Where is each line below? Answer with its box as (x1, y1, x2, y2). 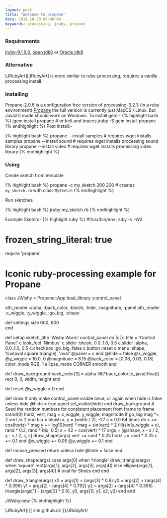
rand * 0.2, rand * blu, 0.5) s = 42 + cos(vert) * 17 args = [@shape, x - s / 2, (5, 427, 160, 433)
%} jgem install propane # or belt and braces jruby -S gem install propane (5, 118, 156, 124)
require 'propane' (5, 251, 41, 257)
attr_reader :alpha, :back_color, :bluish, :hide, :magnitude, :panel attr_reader (5, 305, 160, 311)
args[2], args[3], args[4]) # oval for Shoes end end (5, 468, 109, 474)
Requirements (5, 38, 40, 45)
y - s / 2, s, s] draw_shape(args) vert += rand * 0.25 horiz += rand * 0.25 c (5, 433, 158, 439)
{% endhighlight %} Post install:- (5, 123, 72, 129)
